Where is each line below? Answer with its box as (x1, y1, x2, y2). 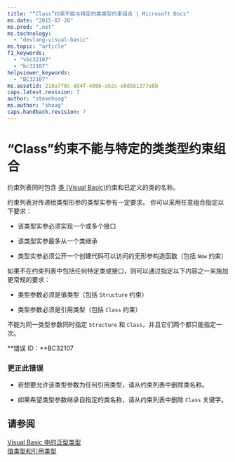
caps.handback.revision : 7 (7, 108, 86, 115)
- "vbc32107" (13, 56, 52, 63)
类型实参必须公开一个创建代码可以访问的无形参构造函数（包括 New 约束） (17, 251, 228, 260)
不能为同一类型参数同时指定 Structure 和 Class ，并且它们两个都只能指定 (7, 320, 217, 328)
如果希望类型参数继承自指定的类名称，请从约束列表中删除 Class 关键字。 (17, 395, 228, 404)
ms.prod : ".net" (7, 23, 55, 30)
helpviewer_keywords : (7, 69, 71, 76)
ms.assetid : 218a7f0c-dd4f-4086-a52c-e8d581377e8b (7, 82, 159, 89)
